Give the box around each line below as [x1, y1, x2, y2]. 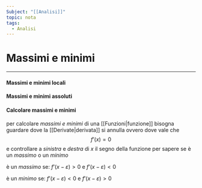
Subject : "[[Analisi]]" [6, 8, 66, 15]
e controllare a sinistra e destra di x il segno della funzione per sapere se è [6, 145, 191, 152]
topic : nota [6, 14, 36, 20]
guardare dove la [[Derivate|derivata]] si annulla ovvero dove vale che [6, 126, 180, 133]
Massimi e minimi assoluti [6, 92, 72, 100]
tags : [6, 20, 20, 26]
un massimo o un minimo [6, 151, 69, 159]
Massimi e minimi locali [6, 79, 66, 86]
